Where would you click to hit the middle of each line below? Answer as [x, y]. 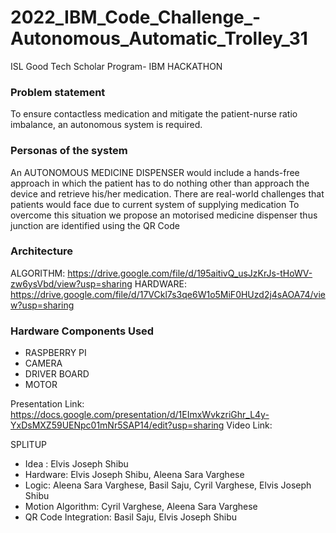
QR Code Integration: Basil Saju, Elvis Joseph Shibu [131, 517]
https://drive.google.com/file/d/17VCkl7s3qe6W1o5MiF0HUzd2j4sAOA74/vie [168, 294]
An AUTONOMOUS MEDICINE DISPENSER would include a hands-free [155, 172]
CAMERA [43, 363]
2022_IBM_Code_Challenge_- [136, 17]
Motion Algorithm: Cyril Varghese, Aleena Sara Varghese [141, 507]
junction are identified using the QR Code [95, 225]
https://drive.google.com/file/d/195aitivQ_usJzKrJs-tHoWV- [190, 273]
